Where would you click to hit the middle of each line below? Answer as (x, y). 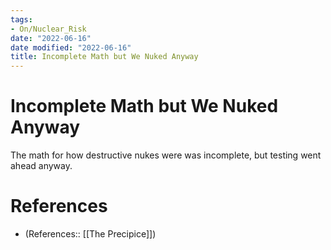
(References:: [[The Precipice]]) (90, 234)
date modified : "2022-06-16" (71, 47)
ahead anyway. (41, 166)
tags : (21, 19)
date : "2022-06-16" (51, 38)
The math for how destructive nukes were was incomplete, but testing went (166, 155)
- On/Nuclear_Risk (48, 29)
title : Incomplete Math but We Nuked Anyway (104, 57)
